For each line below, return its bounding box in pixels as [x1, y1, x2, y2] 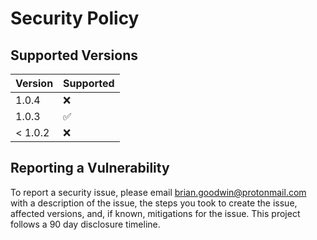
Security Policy [10, 7, 140, 30]
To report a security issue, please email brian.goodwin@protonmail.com [10, 186, 307, 198]
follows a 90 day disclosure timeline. [10, 218, 161, 230]
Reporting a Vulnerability [10, 160, 170, 177]
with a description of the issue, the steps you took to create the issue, [10, 197, 298, 209]
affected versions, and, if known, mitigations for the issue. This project [10, 207, 301, 219]
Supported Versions [10, 47, 138, 64]
